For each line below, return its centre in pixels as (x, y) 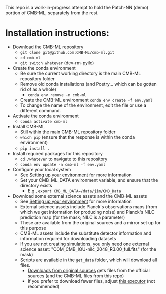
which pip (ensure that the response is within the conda (77, 137)
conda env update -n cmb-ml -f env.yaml (63, 164)
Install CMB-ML (29, 126)
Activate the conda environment (46, 116)
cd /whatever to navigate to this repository (64, 159)
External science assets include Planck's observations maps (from (89, 206)
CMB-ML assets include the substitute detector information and (86, 233)
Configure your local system (42, 169)
